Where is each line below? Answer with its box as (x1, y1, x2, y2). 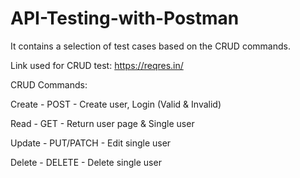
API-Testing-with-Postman (10, 7, 240, 30)
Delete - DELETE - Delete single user (10, 156, 162, 168)
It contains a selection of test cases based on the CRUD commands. (10, 40, 291, 52)
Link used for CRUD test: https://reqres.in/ (10, 59, 184, 71)
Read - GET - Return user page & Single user (10, 117, 195, 129)
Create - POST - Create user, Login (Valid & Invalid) (10, 98, 222, 110)
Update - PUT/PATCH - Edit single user (10, 137, 172, 149)
